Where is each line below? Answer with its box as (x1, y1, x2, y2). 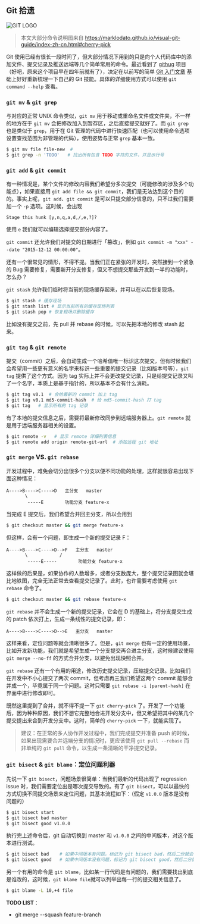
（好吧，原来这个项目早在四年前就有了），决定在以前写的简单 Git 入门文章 (6, 68, 186, 75)
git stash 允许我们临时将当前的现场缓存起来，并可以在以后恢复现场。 (6, 286, 178, 293)
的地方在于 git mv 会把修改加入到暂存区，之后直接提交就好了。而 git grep (6, 120, 189, 127)
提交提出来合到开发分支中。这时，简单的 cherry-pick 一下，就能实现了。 (6, 716, 185, 724)
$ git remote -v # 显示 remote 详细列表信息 (6, 433, 117, 439)
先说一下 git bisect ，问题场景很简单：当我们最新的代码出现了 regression (6, 775, 187, 782)
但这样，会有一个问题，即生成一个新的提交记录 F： (6, 534, 131, 541)
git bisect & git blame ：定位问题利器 (6, 760, 115, 769)
